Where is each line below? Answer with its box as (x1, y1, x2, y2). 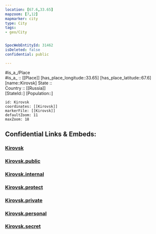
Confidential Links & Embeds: (5, 130, 97, 138)
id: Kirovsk (5, 99, 29, 105)
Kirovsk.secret (5, 223, 41, 230)
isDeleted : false (5, 47, 40, 52)
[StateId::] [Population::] (5, 90, 53, 96)
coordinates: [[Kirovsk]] (5, 104, 58, 109)
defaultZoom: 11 (5, 113, 38, 117)
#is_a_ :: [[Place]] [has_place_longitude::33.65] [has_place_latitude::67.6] (5, 75, 152, 80)
